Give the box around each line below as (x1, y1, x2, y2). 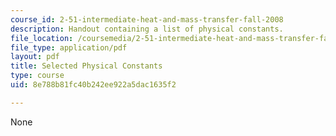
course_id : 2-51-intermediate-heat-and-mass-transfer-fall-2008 (10, 14, 284, 25)
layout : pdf (10, 52, 60, 62)
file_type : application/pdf (10, 42, 128, 53)
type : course (10, 71, 65, 81)
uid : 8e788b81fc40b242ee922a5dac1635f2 (10, 80, 177, 90)
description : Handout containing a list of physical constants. (10, 24, 284, 34)
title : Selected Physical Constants (10, 61, 163, 71)
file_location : (10, 33, 74, 43)
